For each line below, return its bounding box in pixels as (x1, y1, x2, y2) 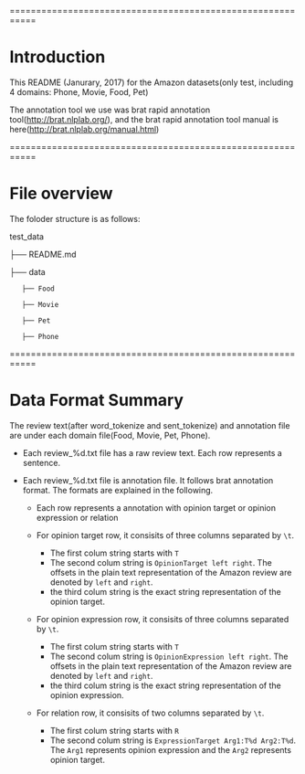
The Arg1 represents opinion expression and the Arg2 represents (49, 744, 292, 755)
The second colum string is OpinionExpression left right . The (49, 651, 289, 662)
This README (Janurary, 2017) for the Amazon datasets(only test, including (9, 77, 294, 88)
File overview (9, 184, 113, 204)
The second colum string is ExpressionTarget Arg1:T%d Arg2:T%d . (49, 735, 297, 746)
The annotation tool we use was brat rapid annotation (9, 104, 211, 115)
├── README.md (9, 249, 77, 260)
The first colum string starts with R (49, 725, 180, 736)
